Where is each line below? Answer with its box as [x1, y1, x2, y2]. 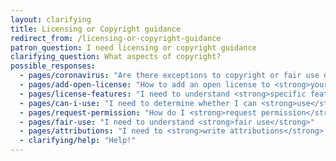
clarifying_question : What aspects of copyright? [10, 52, 222, 62]
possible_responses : [10, 61, 97, 71]
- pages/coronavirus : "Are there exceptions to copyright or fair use [19, 71, 320, 81]
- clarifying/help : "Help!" [19, 136, 137, 146]
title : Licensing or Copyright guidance [10, 24, 182, 34]
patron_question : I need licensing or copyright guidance [10, 42, 257, 53]
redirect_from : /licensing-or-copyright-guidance [10, 33, 222, 43]
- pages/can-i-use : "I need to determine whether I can [19, 98, 257, 108]
